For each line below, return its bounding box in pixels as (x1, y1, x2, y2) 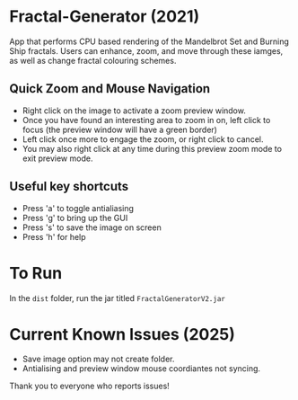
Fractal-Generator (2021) (9, 6, 200, 27)
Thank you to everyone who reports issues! (9, 380, 171, 392)
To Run (9, 262, 63, 283)
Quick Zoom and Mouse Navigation (9, 81, 211, 96)
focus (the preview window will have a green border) (22, 124, 218, 135)
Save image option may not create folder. (22, 353, 175, 365)
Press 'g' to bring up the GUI (22, 212, 128, 223)
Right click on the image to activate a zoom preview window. (22, 105, 247, 116)
